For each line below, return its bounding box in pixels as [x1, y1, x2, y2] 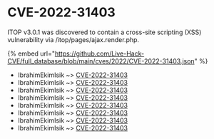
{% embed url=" [7, 49, 56, 58]
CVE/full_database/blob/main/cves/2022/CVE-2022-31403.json [7, 56, 195, 65]
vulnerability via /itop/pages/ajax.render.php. [7, 35, 140, 43]
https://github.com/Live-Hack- [54, 49, 145, 58]
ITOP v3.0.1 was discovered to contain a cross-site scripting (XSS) [7, 28, 202, 36]
